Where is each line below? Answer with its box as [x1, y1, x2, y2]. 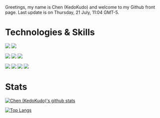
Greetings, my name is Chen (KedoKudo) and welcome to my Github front [5, 4, 155, 10]
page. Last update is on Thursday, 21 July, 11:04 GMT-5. [5, 9, 119, 15]
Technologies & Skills [5, 27, 95, 38]
